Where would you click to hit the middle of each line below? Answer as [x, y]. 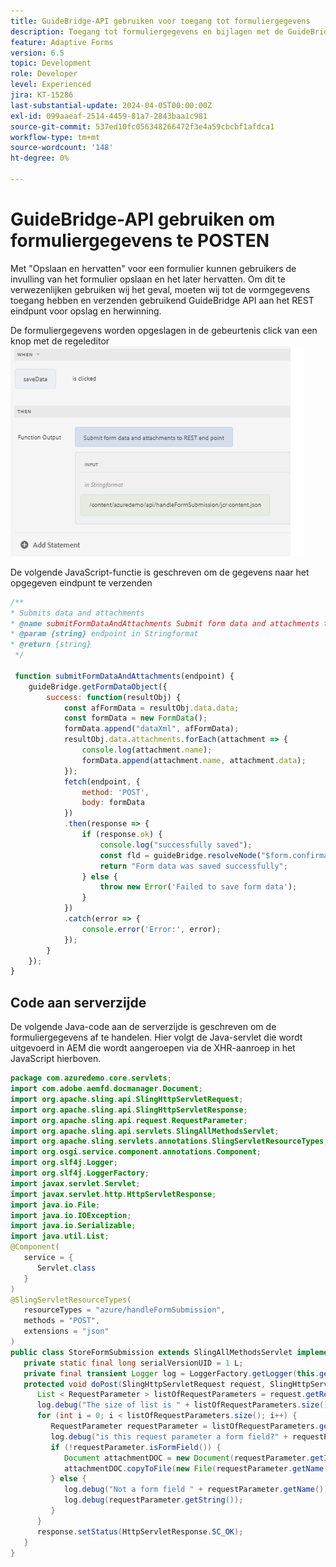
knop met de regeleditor [60, 341]
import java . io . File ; [55, 1205]
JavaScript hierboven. [56, 1059]
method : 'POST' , [115, 792]
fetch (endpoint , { [102, 781]
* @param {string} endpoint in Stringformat [104, 634]
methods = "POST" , [62, 1321]
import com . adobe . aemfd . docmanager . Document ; [106, 1089]
